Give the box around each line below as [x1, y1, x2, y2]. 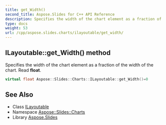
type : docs [5, 21, 28, 26]
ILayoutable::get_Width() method [5, 49, 111, 57]
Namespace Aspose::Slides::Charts [12, 109, 85, 115]
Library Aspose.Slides [12, 114, 58, 120]
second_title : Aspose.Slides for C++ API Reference [5, 12, 115, 17]
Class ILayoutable [12, 104, 49, 110]
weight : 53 [5, 26, 28, 31]
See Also [5, 90, 33, 99]
